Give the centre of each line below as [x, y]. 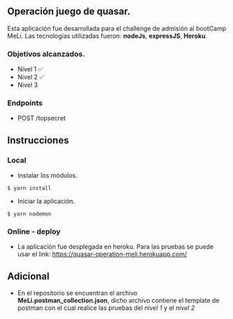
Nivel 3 [28, 85]
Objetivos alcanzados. [46, 54]
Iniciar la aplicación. [46, 201]
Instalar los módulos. [48, 176]
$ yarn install [29, 188]
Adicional [29, 276]
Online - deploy [34, 232]
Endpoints [25, 103]
